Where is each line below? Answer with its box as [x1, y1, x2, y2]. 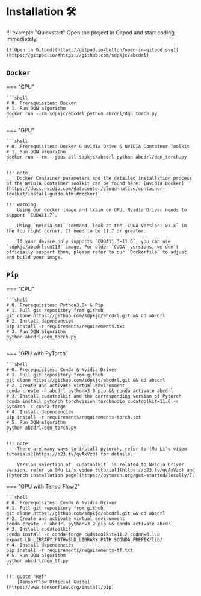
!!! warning [6, 201, 36, 208]
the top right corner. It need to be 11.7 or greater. [6, 227, 147, 234]
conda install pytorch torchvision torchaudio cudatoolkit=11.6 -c [6, 398, 179, 404]
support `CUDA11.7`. [6, 212, 58, 218]
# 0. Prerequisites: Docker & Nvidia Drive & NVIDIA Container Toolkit [6, 143, 190, 150]
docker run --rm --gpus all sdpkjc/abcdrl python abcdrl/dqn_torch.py [6, 154, 187, 160]
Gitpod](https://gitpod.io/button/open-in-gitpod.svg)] [36, 46, 179, 53]
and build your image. [6, 254, 63, 260]
